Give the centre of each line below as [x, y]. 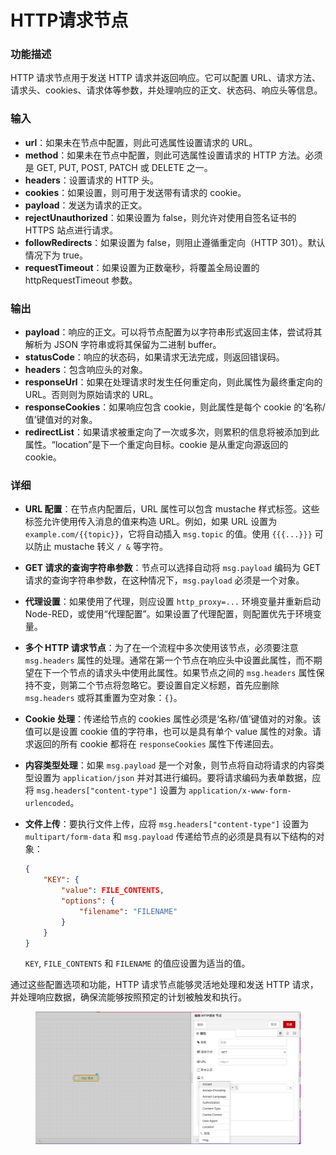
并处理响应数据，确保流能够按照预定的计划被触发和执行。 [128, 997]
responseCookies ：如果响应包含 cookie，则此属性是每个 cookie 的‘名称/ [175, 407]
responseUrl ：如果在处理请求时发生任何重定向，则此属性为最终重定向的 [173, 382]
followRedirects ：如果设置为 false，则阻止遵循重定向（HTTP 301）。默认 [175, 242]
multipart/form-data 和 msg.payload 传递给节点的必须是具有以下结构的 [170, 837]
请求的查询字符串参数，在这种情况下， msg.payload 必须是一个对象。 [164, 580]
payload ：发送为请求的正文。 [86, 205]
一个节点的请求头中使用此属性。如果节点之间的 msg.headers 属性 [184, 673]
